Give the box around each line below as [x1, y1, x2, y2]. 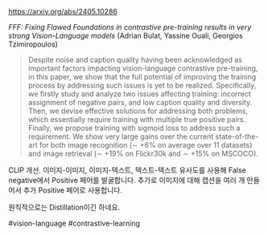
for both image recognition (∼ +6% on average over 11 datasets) [39, 140, 253, 149]
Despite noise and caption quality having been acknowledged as [27, 55, 243, 64]
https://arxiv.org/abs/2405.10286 [8, 7, 118, 16]
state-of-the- [215, 132, 259, 141]
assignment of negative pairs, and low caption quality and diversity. [27, 98, 252, 107]
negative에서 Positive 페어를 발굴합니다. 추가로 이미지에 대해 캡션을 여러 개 [8, 176, 245, 185]
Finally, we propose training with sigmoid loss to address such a [27, 124, 241, 132]
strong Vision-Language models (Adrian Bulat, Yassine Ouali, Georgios [8, 31, 243, 40]
